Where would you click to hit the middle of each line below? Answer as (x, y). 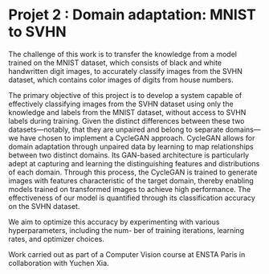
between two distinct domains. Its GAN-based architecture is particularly (129, 155)
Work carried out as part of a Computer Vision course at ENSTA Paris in (127, 254)
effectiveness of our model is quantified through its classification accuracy (132, 198)
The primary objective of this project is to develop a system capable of (125, 95)
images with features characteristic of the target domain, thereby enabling (131, 180)
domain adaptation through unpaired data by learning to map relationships (131, 146)
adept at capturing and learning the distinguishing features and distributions (134, 163)
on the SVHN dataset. (44, 206)
